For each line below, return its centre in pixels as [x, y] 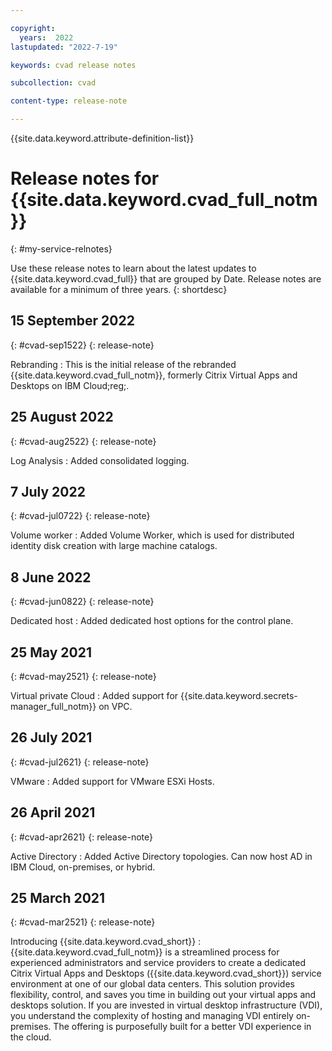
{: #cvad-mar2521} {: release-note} [83, 922]
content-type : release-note [69, 101]
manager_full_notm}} [53, 706]
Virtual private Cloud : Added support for [94, 695]
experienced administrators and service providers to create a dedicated [158, 963]
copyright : [33, 28]
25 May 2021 [51, 652]
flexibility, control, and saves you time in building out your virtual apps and [163, 995]
